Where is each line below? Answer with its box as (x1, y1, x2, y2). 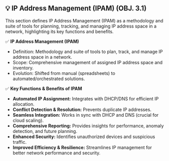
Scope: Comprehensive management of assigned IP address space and (12, 59, 163, 65)
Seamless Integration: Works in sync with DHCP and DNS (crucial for (12, 112, 159, 118)
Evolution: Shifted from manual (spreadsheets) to (12, 70, 116, 76)
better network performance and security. (12, 150, 100, 156)
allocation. (12, 101, 35, 107)
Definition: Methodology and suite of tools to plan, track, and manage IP (12, 48, 163, 55)
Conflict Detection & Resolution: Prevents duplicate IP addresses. (12, 106, 152, 113)
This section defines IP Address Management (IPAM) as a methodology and (5, 17, 163, 23)
